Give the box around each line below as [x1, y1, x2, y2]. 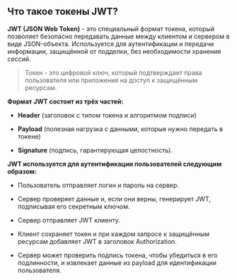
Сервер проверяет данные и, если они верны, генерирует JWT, [17, 194, 211, 203]
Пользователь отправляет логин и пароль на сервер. [17, 181, 179, 189]
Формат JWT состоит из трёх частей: [7, 97, 124, 106]
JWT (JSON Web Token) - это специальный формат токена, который [7, 24, 214, 33]
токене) [17, 132, 41, 140]
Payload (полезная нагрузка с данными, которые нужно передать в [17, 124, 224, 133]
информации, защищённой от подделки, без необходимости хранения [7, 47, 221, 55]
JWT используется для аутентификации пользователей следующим [7, 159, 222, 168]
